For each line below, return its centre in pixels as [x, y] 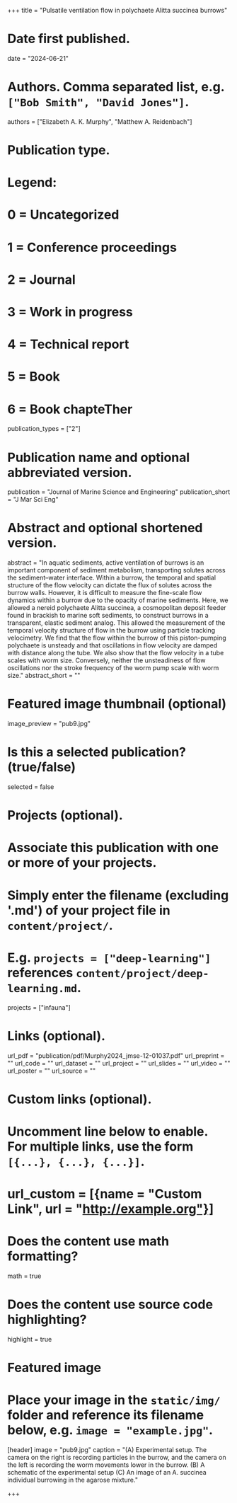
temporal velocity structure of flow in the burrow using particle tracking [111, 630]
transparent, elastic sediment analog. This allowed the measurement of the [116, 623]
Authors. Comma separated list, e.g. [116, 87]
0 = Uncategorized [63, 215]
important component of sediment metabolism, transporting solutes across [116, 570]
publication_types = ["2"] [44, 429]
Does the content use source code [110, 1305]
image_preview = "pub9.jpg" [49, 724]
